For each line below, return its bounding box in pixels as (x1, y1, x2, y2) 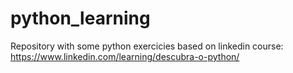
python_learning (10, 7, 151, 30)
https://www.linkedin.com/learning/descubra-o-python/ (10, 50, 240, 62)
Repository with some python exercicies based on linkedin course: (10, 40, 284, 52)
